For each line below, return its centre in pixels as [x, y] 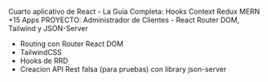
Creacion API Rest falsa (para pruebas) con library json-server [123, 69]
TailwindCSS [41, 52]
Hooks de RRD [44, 61]
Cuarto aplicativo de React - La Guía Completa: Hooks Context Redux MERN [134, 12]
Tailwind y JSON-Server [48, 28]
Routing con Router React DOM [71, 44]
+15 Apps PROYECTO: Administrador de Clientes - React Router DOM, [124, 20]
